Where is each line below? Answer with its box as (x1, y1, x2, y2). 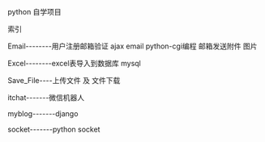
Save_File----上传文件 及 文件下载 (7, 76, 121, 85)
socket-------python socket (7, 124, 100, 134)
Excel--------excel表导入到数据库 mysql (7, 59, 141, 68)
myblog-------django (7, 109, 79, 119)
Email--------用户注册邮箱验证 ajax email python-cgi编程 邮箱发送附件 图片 (7, 41, 258, 51)
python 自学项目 (7, 7, 62, 16)
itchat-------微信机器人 (7, 93, 85, 102)
